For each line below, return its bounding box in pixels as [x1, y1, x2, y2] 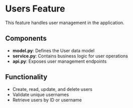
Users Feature [5, 3, 65, 15]
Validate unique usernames [12, 91, 69, 97]
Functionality [5, 73, 48, 81]
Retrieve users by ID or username [12, 96, 82, 103]
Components [5, 34, 47, 43]
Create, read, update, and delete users [12, 86, 93, 92]
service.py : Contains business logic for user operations [12, 53, 128, 59]
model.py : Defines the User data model [12, 47, 95, 53]
